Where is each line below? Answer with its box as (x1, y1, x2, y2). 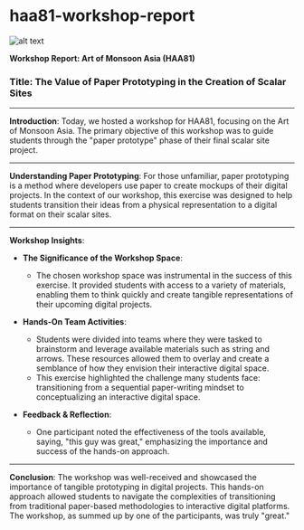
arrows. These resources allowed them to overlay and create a (35, 354, 270, 364)
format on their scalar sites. (9, 209, 112, 220)
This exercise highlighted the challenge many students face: (35, 373, 261, 383)
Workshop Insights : (9, 235, 85, 246)
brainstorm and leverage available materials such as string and (35, 344, 270, 355)
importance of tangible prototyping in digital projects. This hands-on (9, 481, 264, 493)
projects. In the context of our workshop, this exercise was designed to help (9, 190, 293, 201)
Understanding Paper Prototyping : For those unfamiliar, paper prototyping (9, 171, 290, 182)
